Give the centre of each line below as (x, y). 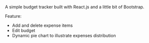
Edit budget (23, 30)
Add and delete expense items (42, 25)
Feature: (13, 16)
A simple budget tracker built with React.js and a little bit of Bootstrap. (75, 7)
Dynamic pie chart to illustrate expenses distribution (64, 36)
